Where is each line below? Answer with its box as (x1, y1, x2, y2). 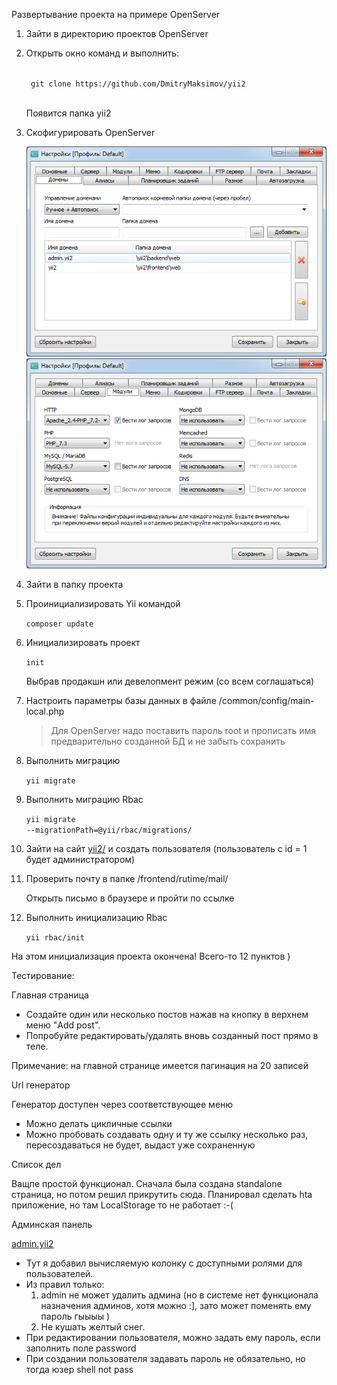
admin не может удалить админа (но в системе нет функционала (40, 1289, 319, 1301)
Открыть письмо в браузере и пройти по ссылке (25, 892, 235, 904)
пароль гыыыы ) (40, 1310, 110, 1323)
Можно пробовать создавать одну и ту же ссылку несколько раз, (25, 1129, 309, 1141)
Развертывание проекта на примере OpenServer (11, 9, 221, 20)
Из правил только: (25, 1279, 105, 1291)
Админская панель (11, 1219, 93, 1231)
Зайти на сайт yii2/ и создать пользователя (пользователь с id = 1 (25, 843, 308, 855)
